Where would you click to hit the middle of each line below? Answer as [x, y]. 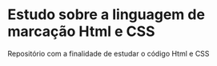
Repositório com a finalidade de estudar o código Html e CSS [108, 53]
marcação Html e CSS [81, 31]
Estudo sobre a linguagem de [106, 15]
